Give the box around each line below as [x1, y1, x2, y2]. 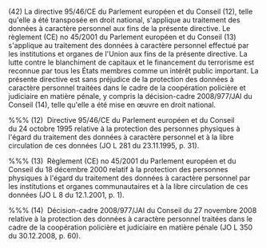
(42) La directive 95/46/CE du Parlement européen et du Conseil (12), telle [8, 7, 253, 16]
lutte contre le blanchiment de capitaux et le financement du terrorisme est [8, 57, 255, 67]
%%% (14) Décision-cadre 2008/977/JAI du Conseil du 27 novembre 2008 [8, 206, 257, 215]
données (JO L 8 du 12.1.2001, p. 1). [8, 191, 125, 199]
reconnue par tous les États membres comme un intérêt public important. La [8, 66, 259, 75]
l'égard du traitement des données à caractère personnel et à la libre [8, 132, 234, 142]
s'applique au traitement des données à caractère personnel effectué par [8, 41, 249, 50]
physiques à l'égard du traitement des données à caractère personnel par [8, 173, 251, 183]
